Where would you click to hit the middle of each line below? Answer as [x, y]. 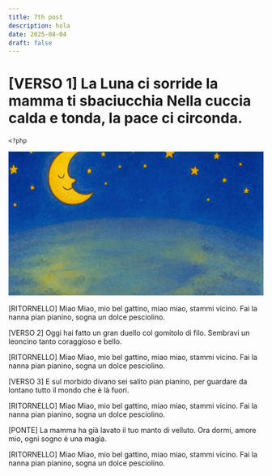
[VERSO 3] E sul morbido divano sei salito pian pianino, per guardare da [128, 381]
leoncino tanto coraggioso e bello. [66, 341]
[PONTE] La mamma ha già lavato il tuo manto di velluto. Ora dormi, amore [132, 430]
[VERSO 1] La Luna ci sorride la [113, 84]
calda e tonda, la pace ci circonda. [125, 118]
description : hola [39, 26]
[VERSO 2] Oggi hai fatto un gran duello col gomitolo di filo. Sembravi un [129, 332]
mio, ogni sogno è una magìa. [58, 439]
